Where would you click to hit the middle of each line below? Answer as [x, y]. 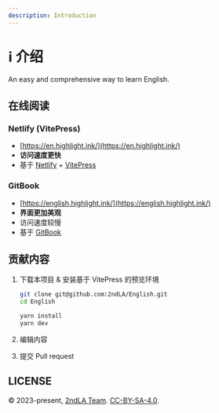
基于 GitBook [40, 232]
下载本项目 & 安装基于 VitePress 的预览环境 [89, 279]
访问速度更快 [40, 155]
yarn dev [34, 323]
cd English [37, 302]
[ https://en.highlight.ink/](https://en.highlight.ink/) [100, 146]
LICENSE [30, 381]
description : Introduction [52, 15]
